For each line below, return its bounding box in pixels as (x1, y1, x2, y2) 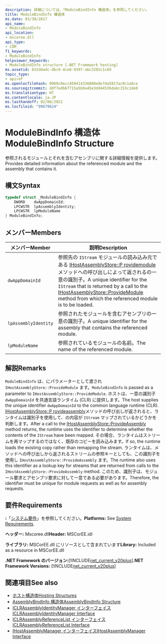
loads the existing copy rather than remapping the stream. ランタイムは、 (5, 445, 155, 451)
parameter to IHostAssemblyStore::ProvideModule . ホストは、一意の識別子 (5, 390, 156, 396)
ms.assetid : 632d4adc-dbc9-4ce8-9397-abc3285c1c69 (5, 67, 112, 72)
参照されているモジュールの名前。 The (58, 339, 146, 346)
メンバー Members (5, 228, 62, 237)
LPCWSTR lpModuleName (14, 209, 61, 214)
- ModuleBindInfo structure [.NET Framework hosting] (5, 63, 119, 67)
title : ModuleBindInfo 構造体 (5, 12, 65, 17)
